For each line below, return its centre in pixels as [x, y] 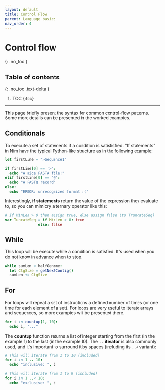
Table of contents [32, 77]
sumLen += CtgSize [28, 275]
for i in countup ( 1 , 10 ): [31, 322]
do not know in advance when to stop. [44, 257]
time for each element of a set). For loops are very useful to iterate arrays [79, 308]
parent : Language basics [30, 19]
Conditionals [25, 134]
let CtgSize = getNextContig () [41, 271]
